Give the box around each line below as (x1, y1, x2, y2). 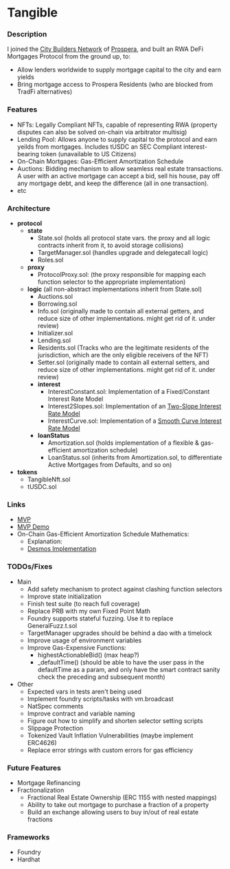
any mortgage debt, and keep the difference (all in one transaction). (16, 179, 209, 187)
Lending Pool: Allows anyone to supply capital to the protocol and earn (16, 135, 218, 143)
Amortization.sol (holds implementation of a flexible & (47, 439, 199, 447)
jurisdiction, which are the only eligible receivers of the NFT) (37, 351, 209, 359)
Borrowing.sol (37, 300, 78, 308)
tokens (16, 468, 38, 477)
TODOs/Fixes (7, 562, 53, 572)
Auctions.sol (37, 293, 73, 301)
